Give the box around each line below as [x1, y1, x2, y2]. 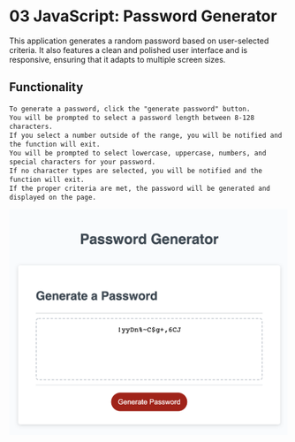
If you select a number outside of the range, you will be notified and [9, 131, 283, 140]
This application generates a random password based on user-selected [9, 35, 269, 46]
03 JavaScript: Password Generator [9, 6, 277, 27]
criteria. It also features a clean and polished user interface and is [9, 44, 248, 55]
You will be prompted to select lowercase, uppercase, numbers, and [9, 149, 267, 157]
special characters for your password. [9, 157, 156, 166]
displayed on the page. [9, 193, 97, 202]
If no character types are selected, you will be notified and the [9, 166, 263, 175]
